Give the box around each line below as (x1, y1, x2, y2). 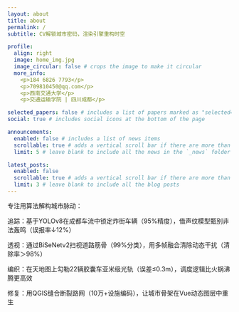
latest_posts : (7, 161, 50, 168)
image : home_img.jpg (14, 56, 75, 64)
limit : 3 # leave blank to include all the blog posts (14, 181, 180, 189)
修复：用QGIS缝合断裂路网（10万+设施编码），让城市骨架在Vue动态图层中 (7, 288, 223, 297)
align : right (14, 50, 53, 57)
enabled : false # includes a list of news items (14, 135, 161, 142)
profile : (7, 43, 33, 51)
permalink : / (7, 24, 46, 31)
